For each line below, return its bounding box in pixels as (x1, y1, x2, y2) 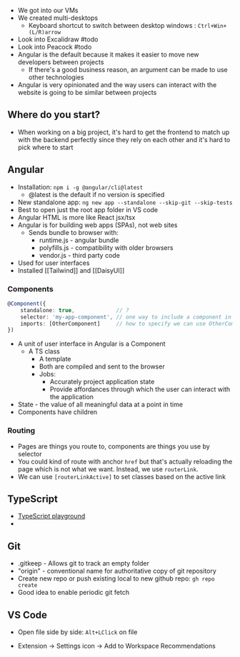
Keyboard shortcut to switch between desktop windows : (28, 21, 196, 29)
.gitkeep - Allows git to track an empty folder (17, 559, 150, 568)
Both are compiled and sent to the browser (39, 362, 166, 371)
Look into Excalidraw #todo (17, 35, 99, 44)
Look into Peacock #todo (17, 43, 92, 51)
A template (39, 355, 71, 363)
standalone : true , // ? (20, 306, 130, 314)
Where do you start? (7, 109, 101, 121)
